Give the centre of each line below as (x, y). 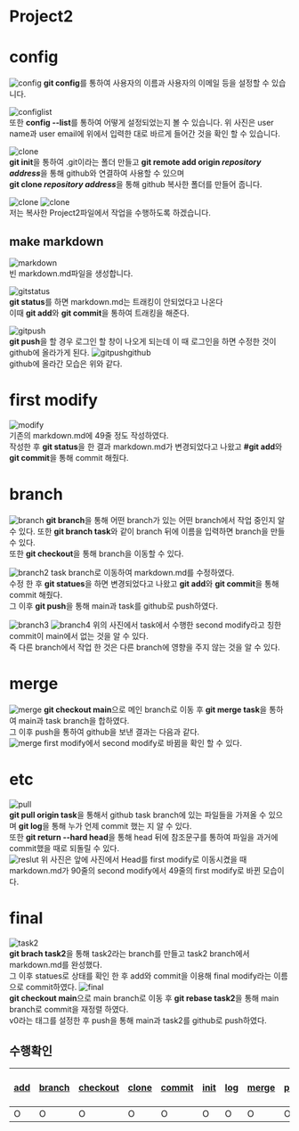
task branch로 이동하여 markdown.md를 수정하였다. (142, 572)
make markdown (57, 241)
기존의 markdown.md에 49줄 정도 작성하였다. (89, 435)
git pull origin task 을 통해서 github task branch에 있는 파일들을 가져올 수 (138, 815)
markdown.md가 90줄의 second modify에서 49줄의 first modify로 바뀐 (135, 870)
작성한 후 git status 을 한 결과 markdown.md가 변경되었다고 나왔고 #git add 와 (146, 447)
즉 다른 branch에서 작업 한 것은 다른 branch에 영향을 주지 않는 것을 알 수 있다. (145, 647)
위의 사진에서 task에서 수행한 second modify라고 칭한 (187, 625)
